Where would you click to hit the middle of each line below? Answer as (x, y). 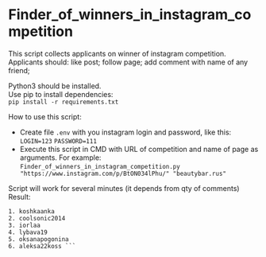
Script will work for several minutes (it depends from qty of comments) (124, 188)
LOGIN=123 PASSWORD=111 (58, 141)
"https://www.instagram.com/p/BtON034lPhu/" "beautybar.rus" (123, 173)
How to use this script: (45, 116)
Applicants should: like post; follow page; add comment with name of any (128, 62)
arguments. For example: (60, 158)
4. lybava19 (28, 232)
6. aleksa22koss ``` (42, 246)
